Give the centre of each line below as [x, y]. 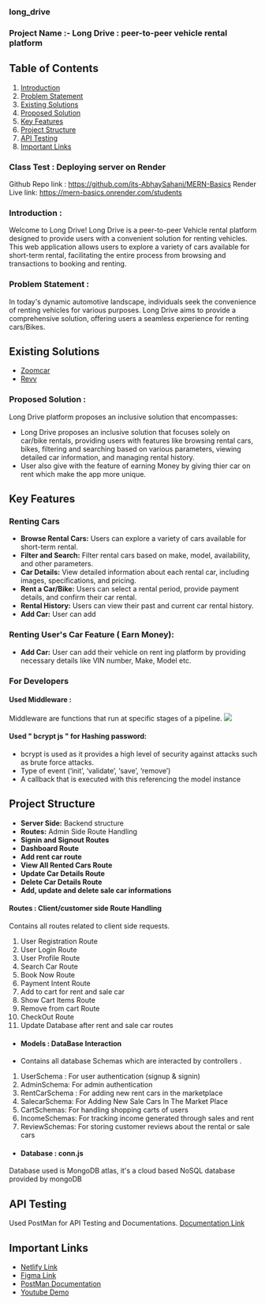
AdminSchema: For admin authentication [86, 1085]
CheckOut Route [47, 1017]
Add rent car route [51, 856]
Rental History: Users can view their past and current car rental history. [137, 606]
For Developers [39, 681]
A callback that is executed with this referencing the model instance [131, 779]
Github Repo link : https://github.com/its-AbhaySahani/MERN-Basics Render [133, 183]
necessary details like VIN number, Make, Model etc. [106, 660]
